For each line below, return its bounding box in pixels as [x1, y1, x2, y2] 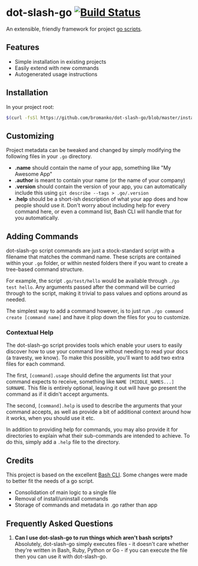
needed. [6, 296, 27, 303]
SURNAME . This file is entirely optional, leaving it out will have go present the [6, 385, 187, 392]
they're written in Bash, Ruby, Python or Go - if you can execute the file [14, 547, 187, 554]
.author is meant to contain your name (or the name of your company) [14, 177, 186, 184]
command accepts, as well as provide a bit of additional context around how [6, 408, 192, 415]
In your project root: [6, 103, 54, 110]
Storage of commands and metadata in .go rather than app [14, 501, 158, 509]
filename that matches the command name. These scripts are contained [6, 253, 181, 260]
